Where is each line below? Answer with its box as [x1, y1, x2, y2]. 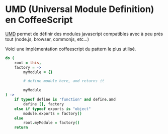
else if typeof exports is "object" [14, 106, 92, 111]
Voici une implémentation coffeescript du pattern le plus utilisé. [5, 46, 136, 52]
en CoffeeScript [5, 14, 73, 26]
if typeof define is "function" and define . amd [14, 97, 116, 102]
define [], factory [23, 101, 64, 106]
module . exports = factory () [23, 111, 82, 116]
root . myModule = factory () [23, 120, 80, 125]
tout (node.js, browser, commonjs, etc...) [5, 36, 90, 42]
